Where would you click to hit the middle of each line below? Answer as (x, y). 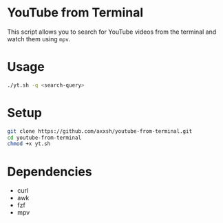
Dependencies (50, 172)
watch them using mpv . (39, 39)
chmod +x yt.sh (29, 144)
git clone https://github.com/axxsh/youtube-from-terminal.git (100, 131)
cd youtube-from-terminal (44, 138)
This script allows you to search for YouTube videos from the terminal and (112, 32)
